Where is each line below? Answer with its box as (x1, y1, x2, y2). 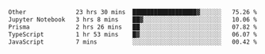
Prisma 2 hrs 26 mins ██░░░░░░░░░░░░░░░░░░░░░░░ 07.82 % (8, 23, 258, 31)
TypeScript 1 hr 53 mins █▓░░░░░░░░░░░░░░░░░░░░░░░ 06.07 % (8, 30, 258, 38)
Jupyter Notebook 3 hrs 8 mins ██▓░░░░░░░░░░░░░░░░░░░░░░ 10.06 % (8, 15, 258, 24)
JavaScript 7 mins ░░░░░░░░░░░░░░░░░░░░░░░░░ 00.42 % (8, 37, 258, 46)
